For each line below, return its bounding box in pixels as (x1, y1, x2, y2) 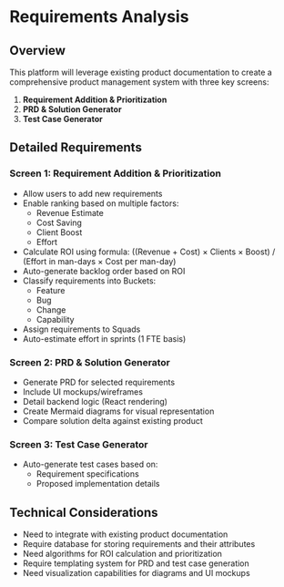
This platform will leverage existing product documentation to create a (9, 67, 273, 77)
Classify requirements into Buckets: (22, 275, 157, 286)
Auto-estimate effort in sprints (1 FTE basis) (22, 333, 187, 344)
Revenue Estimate (35, 207, 105, 218)
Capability (35, 314, 75, 324)
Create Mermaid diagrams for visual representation (22, 406, 215, 417)
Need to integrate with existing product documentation (22, 529, 228, 540)
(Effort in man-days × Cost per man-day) (22, 255, 177, 266)
